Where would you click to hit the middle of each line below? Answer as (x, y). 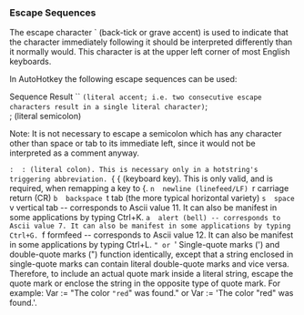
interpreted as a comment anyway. (74, 153)
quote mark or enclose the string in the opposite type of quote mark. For (145, 283)
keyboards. (30, 62)
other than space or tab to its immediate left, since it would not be (133, 144)
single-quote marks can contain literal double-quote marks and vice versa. (149, 264)
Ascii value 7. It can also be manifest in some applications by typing (150, 226)
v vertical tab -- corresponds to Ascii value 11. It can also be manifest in (143, 208)
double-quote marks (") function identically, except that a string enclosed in (152, 254)
